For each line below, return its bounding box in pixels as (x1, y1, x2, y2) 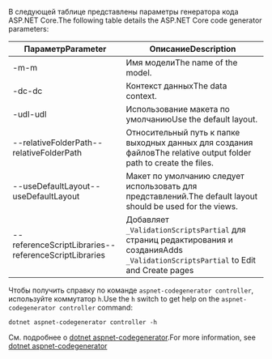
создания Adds (125, 245, 184, 255)
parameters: (8, 24, 49, 33)
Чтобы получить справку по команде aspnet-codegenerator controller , (8, 285, 254, 295)
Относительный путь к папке (125, 127, 240, 138)
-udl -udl (12, 109, 47, 120)
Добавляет (125, 214, 170, 225)
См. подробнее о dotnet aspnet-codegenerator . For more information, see (8, 332, 257, 342)
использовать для (125, 181, 198, 191)
